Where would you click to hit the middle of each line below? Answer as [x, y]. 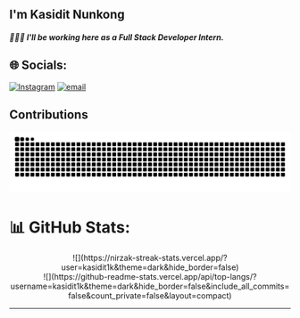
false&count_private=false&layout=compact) [150, 296]
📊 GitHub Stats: [70, 227]
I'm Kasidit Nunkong [67, 15]
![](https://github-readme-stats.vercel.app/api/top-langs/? [150, 277]
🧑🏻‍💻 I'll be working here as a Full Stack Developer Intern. [117, 37]
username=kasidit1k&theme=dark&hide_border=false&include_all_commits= [150, 286]
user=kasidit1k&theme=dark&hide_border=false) [150, 267]
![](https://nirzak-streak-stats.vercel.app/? [150, 258]
